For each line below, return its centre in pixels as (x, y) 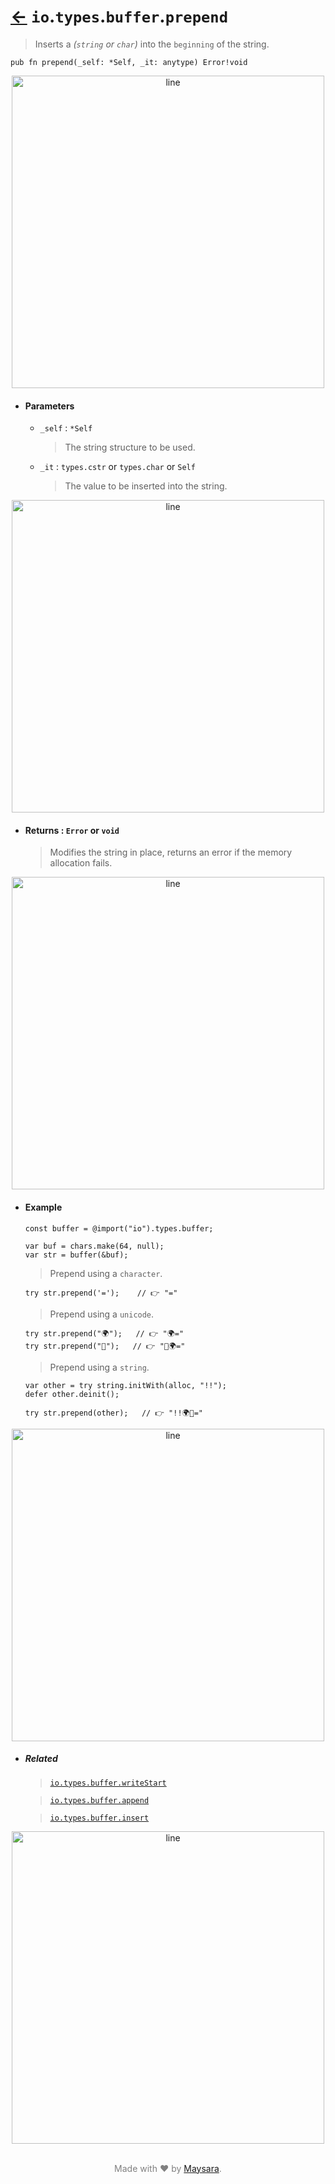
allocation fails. (81, 863)
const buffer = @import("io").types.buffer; (119, 1228)
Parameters (49, 406)
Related (41, 1759)
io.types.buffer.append (99, 1800)
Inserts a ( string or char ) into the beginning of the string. (152, 44)
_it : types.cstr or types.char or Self (117, 467)
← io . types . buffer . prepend (119, 16)
